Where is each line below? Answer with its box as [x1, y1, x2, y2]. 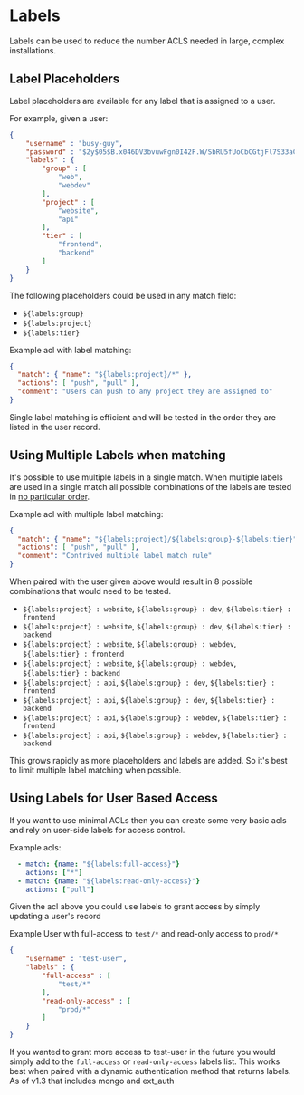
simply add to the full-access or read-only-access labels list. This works [9, 1056, 280, 1067]
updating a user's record [9, 911, 101, 922]
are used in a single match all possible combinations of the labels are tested [9, 481, 292, 492]
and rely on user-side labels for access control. [9, 824, 185, 835]
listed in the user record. [9, 421, 101, 432]
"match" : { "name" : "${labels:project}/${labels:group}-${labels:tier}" [17, 534, 298, 543]
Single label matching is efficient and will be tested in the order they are [9, 411, 277, 422]
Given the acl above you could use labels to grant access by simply [9, 901, 261, 912]
